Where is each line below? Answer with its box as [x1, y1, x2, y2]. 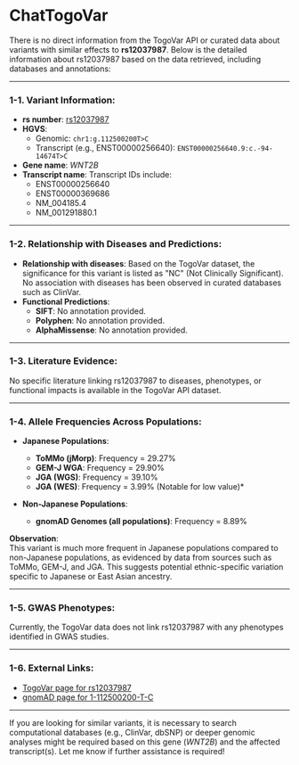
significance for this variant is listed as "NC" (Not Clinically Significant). [21, 267, 284, 278]
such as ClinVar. [21, 286, 82, 297]
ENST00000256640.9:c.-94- [177, 144, 273, 153]
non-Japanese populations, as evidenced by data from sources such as [9, 552, 272, 563]
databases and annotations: [9, 63, 111, 74]
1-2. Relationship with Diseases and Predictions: [9, 238, 222, 251]
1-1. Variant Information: [9, 94, 116, 106]
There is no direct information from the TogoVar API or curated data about [9, 35, 280, 45]
